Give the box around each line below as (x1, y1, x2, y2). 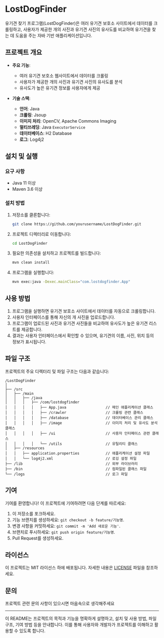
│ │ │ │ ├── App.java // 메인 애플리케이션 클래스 (5, 405, 154, 410)
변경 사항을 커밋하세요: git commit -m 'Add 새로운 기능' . (12, 523, 121, 529)
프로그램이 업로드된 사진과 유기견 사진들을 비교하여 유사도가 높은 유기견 (12, 320, 148, 327)
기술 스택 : (12, 95, 31, 101)
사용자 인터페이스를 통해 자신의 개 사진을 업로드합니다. (12, 314, 116, 320)
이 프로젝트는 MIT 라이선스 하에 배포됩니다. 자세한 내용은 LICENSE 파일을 (5, 565, 145, 571)
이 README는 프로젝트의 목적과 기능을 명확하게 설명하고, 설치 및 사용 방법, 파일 (5, 615, 157, 621)
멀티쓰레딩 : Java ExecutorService (19, 124, 85, 130)
